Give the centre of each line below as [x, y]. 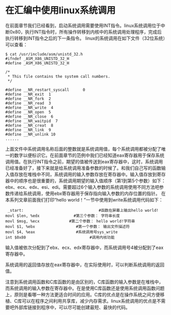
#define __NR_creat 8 [29, 125]
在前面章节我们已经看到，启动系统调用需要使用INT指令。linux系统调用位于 [83, 25]
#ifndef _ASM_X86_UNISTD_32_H [37, 59]
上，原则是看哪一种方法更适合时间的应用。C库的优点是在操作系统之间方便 [83, 294]
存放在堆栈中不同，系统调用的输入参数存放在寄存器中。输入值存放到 [85, 174]
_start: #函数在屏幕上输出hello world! [83, 210]
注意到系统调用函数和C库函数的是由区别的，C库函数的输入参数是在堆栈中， [84, 282]
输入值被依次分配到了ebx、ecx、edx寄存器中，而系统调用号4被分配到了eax [84, 247]
